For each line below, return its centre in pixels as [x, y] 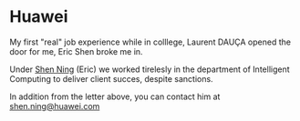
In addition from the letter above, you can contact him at [115, 96]
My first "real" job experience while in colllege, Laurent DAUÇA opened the [150, 42]
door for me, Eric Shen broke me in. [76, 51]
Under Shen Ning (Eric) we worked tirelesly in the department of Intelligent [150, 69]
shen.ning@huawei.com [55, 106]
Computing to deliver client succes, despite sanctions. [111, 78]
